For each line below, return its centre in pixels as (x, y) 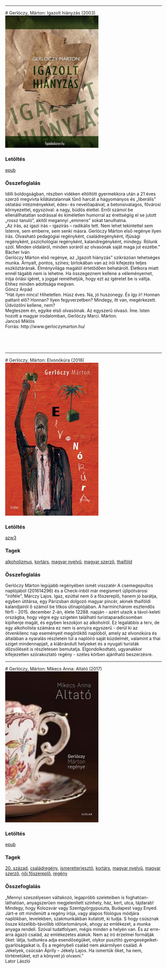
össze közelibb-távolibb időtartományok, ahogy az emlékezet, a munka (78, 924)
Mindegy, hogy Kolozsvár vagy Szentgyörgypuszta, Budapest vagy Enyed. (82, 908)
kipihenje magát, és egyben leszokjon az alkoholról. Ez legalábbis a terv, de (83, 623)
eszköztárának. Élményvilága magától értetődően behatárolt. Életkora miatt (82, 268)
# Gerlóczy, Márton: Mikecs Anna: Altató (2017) (54, 668)
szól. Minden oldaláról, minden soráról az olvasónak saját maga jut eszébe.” (83, 247)
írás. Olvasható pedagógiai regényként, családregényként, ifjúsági (73, 236)
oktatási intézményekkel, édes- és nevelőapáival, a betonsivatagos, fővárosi (83, 204)
